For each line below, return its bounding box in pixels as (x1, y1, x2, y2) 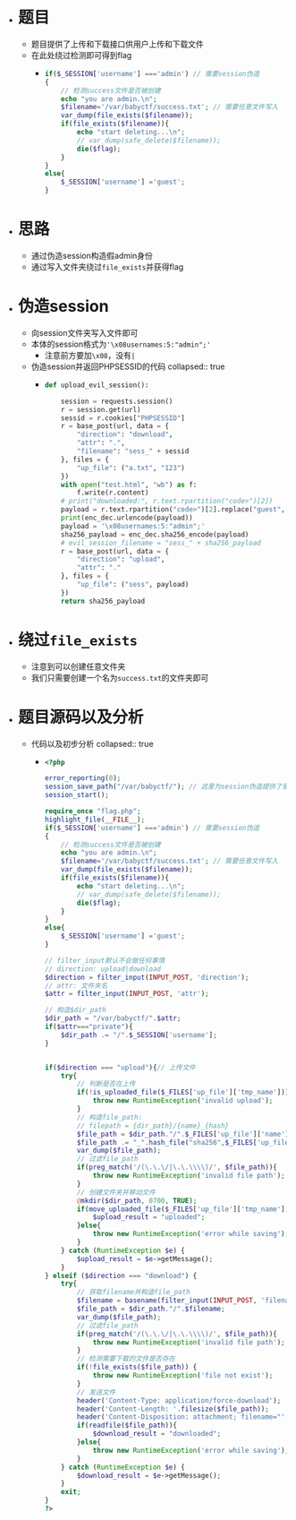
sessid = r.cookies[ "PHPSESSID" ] (61, 413, 185, 423)
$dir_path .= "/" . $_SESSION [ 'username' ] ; (61, 1030, 217, 1039)
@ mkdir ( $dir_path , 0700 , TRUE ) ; (76, 1196, 198, 1205)
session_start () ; (44, 791, 109, 800)
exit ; (61, 1488, 81, 1497)
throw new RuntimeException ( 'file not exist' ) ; (92, 1371, 274, 1380)
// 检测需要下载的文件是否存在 (76, 1354, 176, 1363)
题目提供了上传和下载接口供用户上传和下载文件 (30, 39, 204, 49)
